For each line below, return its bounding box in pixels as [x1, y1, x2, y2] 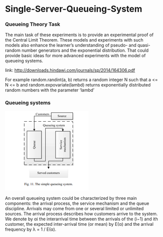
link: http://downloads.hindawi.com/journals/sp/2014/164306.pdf [5, 67, 135, 73]
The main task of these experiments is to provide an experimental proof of [5, 32, 154, 38]
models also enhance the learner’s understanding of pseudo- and [5, 43, 137, 48]
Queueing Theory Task [5, 21, 60, 28]
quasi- [137, 43, 151, 48]
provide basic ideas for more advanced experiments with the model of [5, 53, 146, 59]
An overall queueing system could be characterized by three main [5, 195, 137, 201]
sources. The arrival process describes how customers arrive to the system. [5, 211, 158, 216]
